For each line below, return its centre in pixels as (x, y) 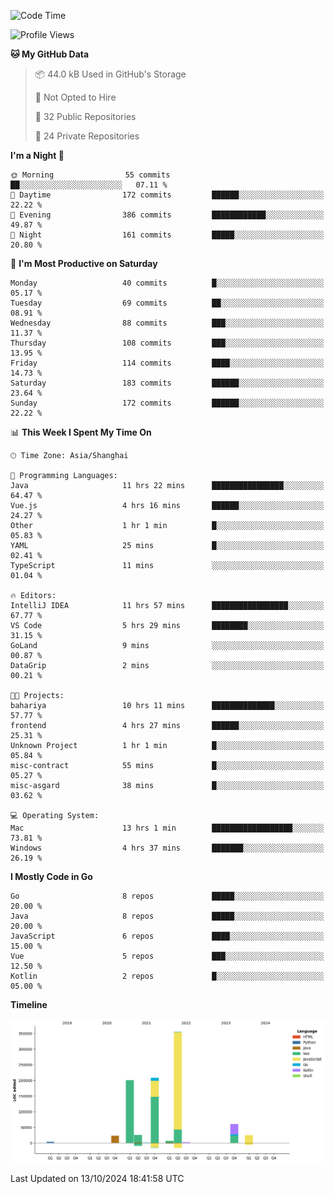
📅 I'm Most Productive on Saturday (84, 263)
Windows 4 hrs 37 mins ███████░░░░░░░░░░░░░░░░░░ (167, 848)
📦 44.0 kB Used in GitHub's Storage (110, 74)
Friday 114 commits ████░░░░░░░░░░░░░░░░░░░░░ (167, 363)
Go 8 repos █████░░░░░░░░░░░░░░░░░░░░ (167, 896)
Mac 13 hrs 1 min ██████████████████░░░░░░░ (167, 828)
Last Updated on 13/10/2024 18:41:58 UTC (97, 1178)
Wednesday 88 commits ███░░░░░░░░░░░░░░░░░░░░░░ (167, 323)
